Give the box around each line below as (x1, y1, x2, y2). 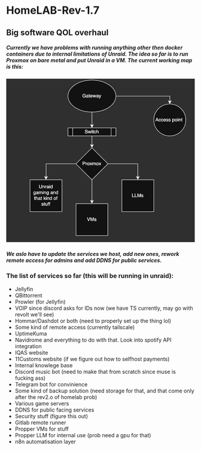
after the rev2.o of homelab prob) (14, 393, 98, 401)
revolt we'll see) (14, 310, 54, 318)
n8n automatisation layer (14, 438, 76, 445)
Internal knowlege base (14, 361, 73, 368)
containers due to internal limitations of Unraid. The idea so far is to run (6, 50, 188, 57)
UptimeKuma (14, 330, 47, 337)
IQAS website (14, 349, 48, 356)
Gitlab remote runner (14, 419, 66, 426)
